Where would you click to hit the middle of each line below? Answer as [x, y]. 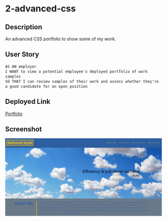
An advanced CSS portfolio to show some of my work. [61, 39]
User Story [22, 54]
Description [24, 27]
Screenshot [24, 129]
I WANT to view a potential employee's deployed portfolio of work [77, 72]
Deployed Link [28, 102]
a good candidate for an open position [46, 86]
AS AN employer [21, 67]
